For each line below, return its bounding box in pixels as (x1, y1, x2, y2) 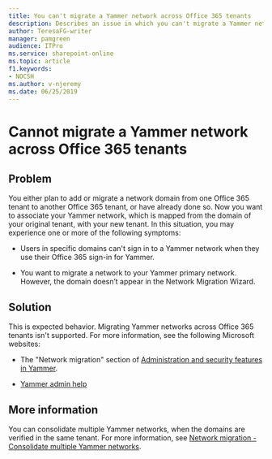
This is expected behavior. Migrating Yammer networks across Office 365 (8, 322, 254, 331)
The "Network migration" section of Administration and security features (19, 355, 263, 365)
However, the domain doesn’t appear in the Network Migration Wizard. (19, 277, 256, 287)
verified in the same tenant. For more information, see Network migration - (8, 433, 257, 443)
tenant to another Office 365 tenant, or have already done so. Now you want (8, 202, 263, 212)
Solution (8, 300, 52, 314)
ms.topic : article (8, 58, 70, 66)
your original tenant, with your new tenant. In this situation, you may (8, 219, 235, 229)
